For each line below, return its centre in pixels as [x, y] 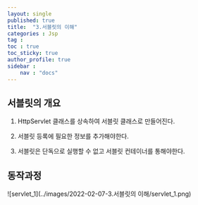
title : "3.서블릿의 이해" [42, 27]
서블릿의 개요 [34, 103]
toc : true [23, 46]
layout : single [30, 14]
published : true [31, 20]
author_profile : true [39, 60]
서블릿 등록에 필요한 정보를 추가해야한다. [73, 136]
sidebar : [22, 66]
